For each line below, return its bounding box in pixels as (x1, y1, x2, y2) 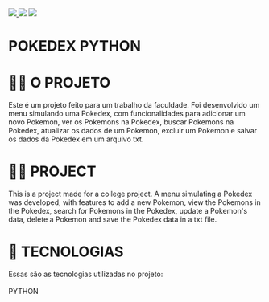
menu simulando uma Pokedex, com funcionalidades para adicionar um (8, 108, 246, 119)
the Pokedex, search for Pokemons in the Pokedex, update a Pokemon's (8, 206, 248, 216)
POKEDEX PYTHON (8, 37, 141, 55)
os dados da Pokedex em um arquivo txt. (8, 134, 144, 144)
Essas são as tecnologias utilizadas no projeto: (8, 269, 163, 279)
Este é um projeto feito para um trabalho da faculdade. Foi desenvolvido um (8, 100, 260, 110)
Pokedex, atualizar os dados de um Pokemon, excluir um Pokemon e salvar (8, 126, 258, 136)
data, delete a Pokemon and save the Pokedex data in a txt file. (8, 214, 217, 224)
